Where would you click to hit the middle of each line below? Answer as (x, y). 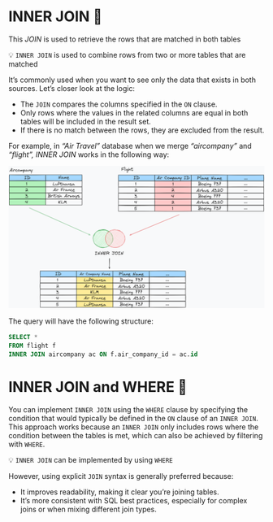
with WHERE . (27, 444)
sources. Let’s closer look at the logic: (72, 88)
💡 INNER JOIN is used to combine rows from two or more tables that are (127, 54)
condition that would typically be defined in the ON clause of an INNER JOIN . (133, 419)
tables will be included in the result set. (86, 121)
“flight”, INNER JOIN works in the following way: (89, 154)
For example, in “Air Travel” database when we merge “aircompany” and (130, 146)
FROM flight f (32, 346)
